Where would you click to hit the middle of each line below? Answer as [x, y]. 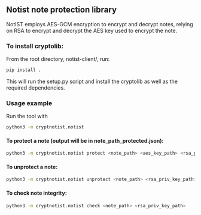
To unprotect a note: [32, 167]
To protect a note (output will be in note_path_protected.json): [85, 140]
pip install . [24, 70]
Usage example [29, 103]
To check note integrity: [36, 193]
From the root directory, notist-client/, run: [58, 59]
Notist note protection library [62, 10]
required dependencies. [36, 87]
